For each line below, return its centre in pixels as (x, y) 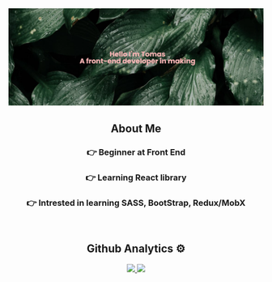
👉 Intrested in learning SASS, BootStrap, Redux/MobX (136, 203)
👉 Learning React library (136, 177)
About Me (136, 128)
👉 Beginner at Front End (136, 152)
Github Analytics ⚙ (136, 249)
